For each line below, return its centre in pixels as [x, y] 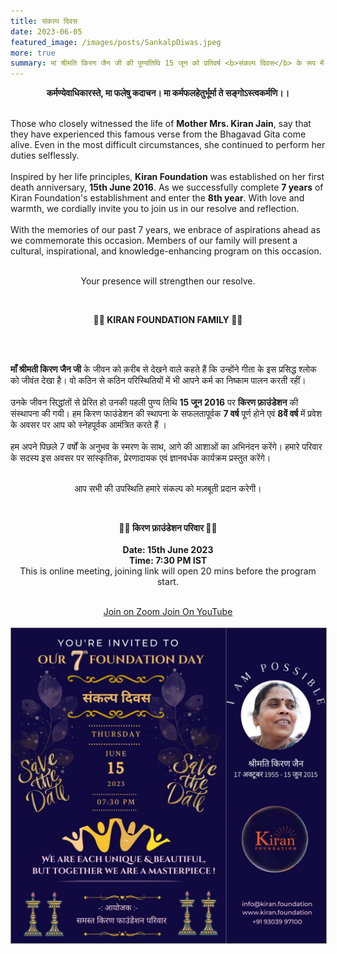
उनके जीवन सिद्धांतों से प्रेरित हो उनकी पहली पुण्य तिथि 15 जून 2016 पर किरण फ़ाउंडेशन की [154, 402]
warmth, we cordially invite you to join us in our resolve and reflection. [155, 209]
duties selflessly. [45, 156]
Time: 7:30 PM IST [168, 561]
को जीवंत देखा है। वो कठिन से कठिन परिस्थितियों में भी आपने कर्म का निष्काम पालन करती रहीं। [158, 381]
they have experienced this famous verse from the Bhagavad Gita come [158, 134]
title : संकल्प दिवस [44, 21]
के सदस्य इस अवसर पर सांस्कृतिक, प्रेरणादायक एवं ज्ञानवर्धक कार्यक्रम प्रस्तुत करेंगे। [141, 458]
